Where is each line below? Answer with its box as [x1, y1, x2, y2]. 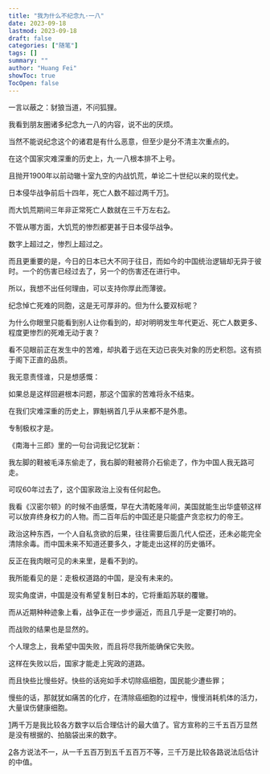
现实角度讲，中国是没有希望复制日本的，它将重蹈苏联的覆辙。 [8, 590, 213, 599]
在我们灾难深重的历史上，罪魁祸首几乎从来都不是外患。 [8, 406, 191, 415]
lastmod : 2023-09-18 [8, 27, 78, 35]
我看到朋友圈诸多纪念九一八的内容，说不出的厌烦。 [8, 119, 178, 129]
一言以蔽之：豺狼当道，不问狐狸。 [8, 102, 121, 112]
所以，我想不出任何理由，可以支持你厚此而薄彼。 [8, 283, 170, 293]
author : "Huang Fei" [8, 64, 78, 72]
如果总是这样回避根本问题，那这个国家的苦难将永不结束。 [8, 389, 198, 398]
